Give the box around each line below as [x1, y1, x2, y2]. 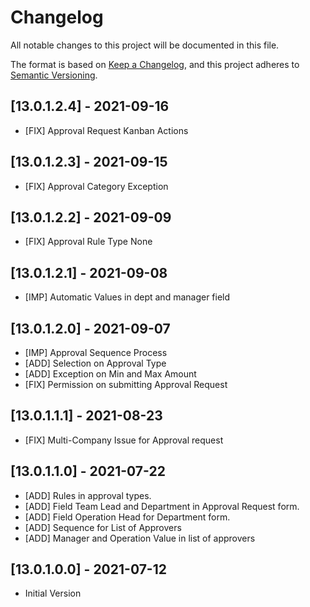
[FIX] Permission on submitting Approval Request [24, 379, 228, 390]
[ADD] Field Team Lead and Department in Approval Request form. [24, 500, 300, 512]
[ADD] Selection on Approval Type [24, 357, 167, 369]
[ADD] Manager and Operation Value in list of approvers [24, 532, 256, 544]
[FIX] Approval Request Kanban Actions [24, 124, 189, 136]
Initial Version [24, 587, 82, 600]
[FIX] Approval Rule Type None [24, 236, 153, 248]
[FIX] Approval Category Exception [24, 180, 169, 192]
